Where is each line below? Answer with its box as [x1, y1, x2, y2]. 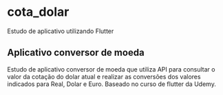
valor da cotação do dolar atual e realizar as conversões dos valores [7, 72, 201, 81]
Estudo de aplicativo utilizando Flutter [7, 27, 114, 35]
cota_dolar [7, 4, 70, 20]
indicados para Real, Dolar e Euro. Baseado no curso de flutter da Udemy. [7, 80, 217, 88]
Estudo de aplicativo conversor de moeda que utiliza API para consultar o [7, 65, 215, 73]
